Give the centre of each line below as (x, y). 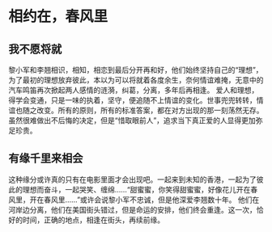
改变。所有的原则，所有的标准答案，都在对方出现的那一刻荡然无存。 (150, 110)
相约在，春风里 (58, 17)
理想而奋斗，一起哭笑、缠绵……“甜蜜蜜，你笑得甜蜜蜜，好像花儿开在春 (140, 189)
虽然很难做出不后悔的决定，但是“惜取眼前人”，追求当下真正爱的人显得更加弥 (136, 120)
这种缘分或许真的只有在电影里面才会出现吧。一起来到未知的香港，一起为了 (132, 179)
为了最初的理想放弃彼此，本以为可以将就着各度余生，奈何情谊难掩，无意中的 (136, 80)
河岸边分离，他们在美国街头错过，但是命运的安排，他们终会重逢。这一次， (132, 209)
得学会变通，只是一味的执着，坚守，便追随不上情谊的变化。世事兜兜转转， (132, 100)
